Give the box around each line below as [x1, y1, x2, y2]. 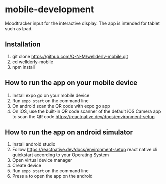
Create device [12, 162, 41, 169]
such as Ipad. [5, 25, 33, 31]
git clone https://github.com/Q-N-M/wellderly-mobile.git [12, 53, 128, 59]
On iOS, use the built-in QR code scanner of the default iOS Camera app [12, 108, 161, 114]
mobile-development [5, 4, 94, 15]
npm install [12, 64, 35, 70]
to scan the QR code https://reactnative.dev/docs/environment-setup [12, 113, 155, 119]
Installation [5, 40, 41, 49]
